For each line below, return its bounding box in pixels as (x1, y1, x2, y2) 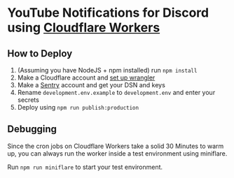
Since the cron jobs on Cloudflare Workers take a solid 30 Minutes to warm (7, 142, 224, 150)
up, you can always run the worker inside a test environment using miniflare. (7, 149, 228, 158)
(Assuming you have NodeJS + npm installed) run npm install (17, 66, 198, 74)
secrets (17, 96, 40, 104)
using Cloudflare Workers (7, 20, 160, 36)
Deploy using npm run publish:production (17, 103, 139, 111)
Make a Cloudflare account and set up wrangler (17, 73, 156, 82)
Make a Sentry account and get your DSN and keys (17, 81, 166, 89)
